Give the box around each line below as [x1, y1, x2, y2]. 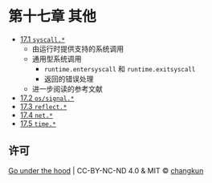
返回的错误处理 [43, 74, 94, 83]
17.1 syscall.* [19, 34, 66, 44]
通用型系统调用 [31, 54, 82, 63]
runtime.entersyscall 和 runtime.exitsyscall [43, 63, 196, 73]
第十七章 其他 [8, 7, 96, 26]
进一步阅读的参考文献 [31, 83, 103, 93]
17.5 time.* [19, 118, 56, 128]
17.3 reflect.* [19, 101, 67, 111]
